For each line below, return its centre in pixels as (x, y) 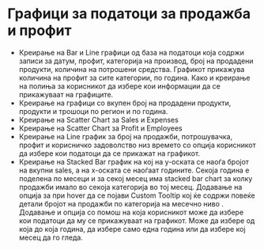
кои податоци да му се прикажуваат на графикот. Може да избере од (137, 220)
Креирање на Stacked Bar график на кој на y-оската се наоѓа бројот (134, 161)
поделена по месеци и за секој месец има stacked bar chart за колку (136, 178)
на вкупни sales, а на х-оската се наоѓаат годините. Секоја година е (134, 170)
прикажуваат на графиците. (66, 94)
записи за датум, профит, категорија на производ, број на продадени (136, 61)
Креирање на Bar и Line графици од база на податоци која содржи (131, 52)
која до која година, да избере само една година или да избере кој (132, 229)
